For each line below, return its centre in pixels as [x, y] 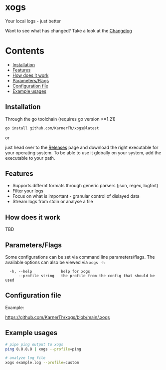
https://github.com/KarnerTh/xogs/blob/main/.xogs [58, 317]
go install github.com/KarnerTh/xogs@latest [52, 128]
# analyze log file [25, 358]
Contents [25, 51]
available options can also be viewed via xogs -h [55, 262]
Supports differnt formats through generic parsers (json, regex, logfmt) [85, 186]
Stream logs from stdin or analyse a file [53, 202]
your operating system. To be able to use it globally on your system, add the [83, 153]
